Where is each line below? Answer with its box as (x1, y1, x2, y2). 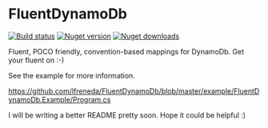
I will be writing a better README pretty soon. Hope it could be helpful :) (8, 110, 246, 120)
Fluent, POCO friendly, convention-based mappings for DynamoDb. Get (8, 46, 245, 56)
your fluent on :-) (8, 55, 65, 65)
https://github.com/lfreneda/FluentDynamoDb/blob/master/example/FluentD (8, 86, 260, 96)
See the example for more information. (8, 70, 136, 80)
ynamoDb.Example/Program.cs (8, 94, 111, 104)
